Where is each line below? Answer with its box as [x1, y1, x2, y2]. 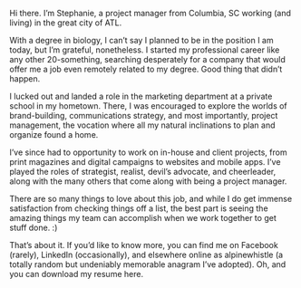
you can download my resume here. [9, 269, 143, 279]
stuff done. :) [9, 222, 58, 233]
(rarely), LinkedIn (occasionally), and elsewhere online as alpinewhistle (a [9, 249, 284, 260]
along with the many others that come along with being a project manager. [9, 176, 287, 187]
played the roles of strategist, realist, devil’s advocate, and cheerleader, [9, 167, 277, 177]
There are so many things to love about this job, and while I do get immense [9, 194, 293, 204]
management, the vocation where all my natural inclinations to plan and [9, 120, 276, 130]
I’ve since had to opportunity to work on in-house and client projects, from [9, 147, 287, 158]
